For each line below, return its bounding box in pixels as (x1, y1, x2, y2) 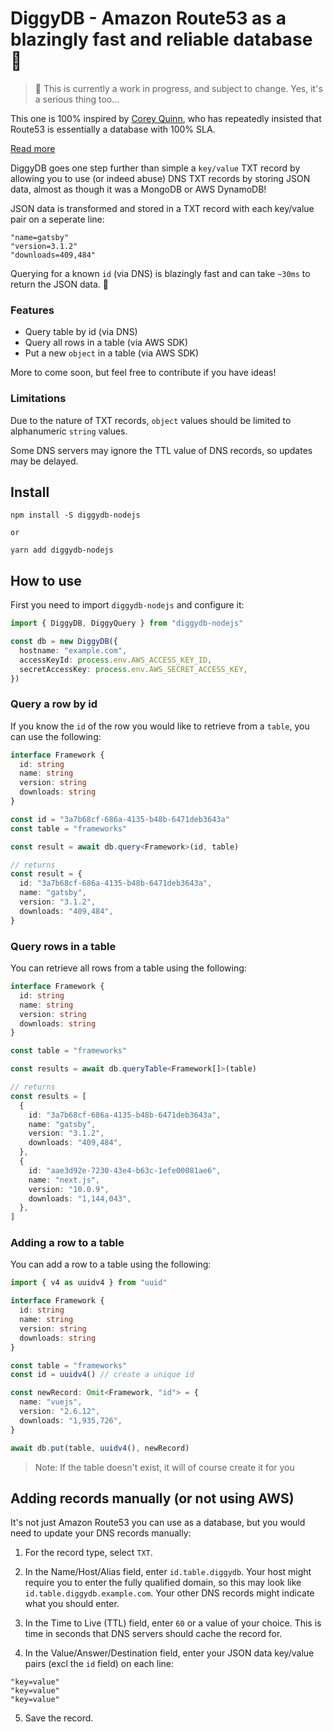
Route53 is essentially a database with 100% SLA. (10, 123, 216, 135)
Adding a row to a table (10, 1236, 125, 1250)
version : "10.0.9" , (28, 1184, 110, 1194)
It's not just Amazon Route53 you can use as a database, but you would (10, 1517, 306, 1529)
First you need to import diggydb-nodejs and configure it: (10, 599, 245, 611)
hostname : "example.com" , (19, 645, 128, 656)
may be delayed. (10, 455, 79, 467)
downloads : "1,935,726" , (19, 1415, 123, 1426)
